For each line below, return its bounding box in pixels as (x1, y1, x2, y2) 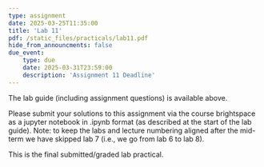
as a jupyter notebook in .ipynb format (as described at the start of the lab (8, 117, 252, 126)
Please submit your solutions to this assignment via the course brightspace (8, 109, 256, 118)
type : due (22, 57, 56, 65)
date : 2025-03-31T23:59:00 (22, 64, 113, 72)
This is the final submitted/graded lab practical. (8, 149, 164, 159)
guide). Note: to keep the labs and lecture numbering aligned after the (8, 125, 238, 135)
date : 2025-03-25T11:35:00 (8, 19, 98, 27)
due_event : (8, 49, 45, 57)
